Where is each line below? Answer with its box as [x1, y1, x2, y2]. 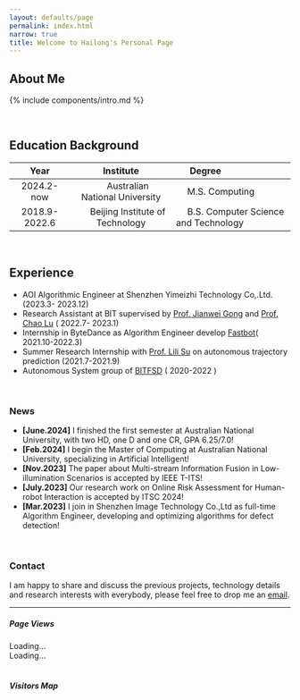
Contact [9, 560, 46, 572]
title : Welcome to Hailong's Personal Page [9, 38, 174, 47]
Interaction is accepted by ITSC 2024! [44, 491, 185, 502]
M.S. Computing [187, 185, 255, 198]
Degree [189, 164, 221, 177]
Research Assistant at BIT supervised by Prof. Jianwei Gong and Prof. [21, 308, 279, 318]
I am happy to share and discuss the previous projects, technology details [9, 580, 281, 591]
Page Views [9, 618, 55, 628]
